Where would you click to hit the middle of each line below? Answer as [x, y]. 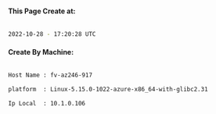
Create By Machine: [41, 52]
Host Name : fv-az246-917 [50, 75]
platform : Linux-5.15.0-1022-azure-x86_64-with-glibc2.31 [108, 90]
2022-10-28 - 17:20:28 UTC [52, 34]
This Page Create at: [42, 11]
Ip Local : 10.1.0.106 [47, 104]
